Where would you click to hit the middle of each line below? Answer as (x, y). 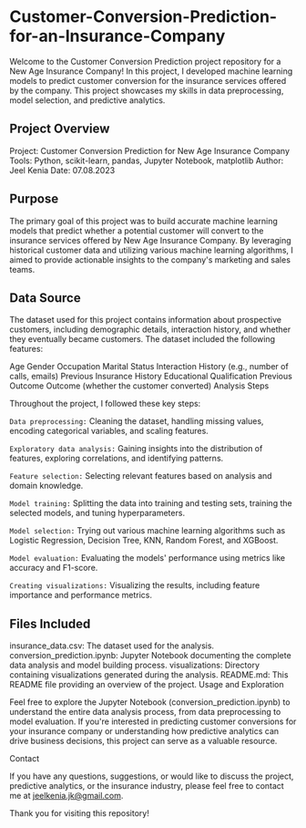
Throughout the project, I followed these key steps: (105, 404)
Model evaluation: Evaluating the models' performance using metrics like (147, 558)
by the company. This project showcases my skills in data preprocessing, (147, 90)
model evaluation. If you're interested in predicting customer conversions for (153, 721)
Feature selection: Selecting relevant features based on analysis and (141, 476)
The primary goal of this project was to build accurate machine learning (143, 221)
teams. (22, 269)
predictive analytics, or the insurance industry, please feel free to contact (147, 786)
